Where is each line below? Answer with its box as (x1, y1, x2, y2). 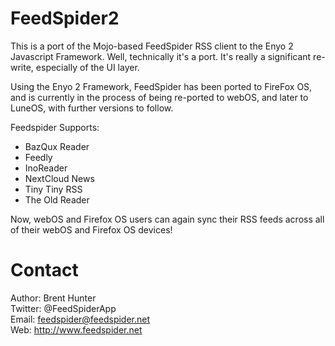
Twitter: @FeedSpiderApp (10, 302, 117, 314)
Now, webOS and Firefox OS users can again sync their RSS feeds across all (10, 213, 325, 225)
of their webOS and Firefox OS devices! (10, 223, 173, 236)
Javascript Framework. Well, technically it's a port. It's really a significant (10, 50, 312, 62)
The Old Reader (24, 193, 90, 206)
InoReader (24, 162, 68, 174)
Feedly (24, 151, 53, 163)
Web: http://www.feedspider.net (10, 323, 143, 336)
